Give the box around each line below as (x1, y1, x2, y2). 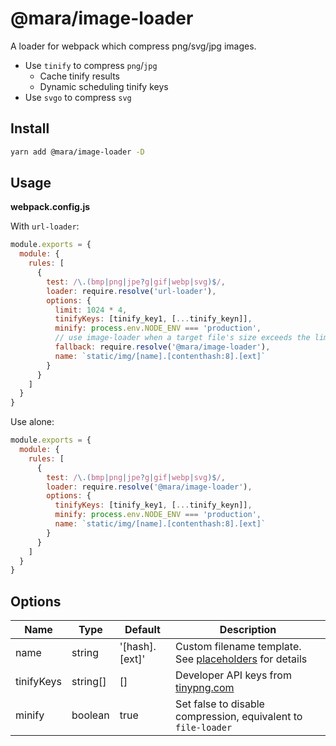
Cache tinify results (39, 70, 120, 82)
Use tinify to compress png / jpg (24, 59, 158, 71)
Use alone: (10, 416, 55, 428)
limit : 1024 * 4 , (54, 305, 128, 315)
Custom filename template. (175, 640, 302, 654)
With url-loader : (10, 220, 80, 232)
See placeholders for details (175, 652, 308, 666)
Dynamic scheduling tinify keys (39, 80, 169, 92)
